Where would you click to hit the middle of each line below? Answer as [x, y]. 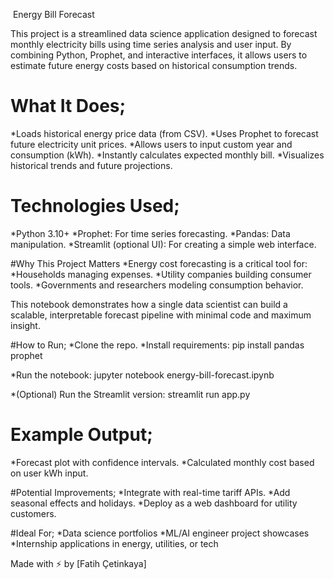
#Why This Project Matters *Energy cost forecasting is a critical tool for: [159, 263]
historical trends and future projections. [91, 165]
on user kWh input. [49, 473]
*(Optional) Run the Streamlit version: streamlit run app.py [130, 394]
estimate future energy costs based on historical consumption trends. [154, 65]
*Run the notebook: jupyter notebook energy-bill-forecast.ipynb [142, 375]
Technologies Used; [95, 206]
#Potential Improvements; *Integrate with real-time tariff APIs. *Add [150, 492]
